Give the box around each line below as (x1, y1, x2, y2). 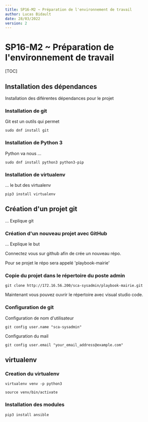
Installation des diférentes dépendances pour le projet (5, 96, 114, 101)
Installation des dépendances (5, 82, 97, 91)
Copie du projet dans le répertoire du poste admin (5, 272, 126, 279)
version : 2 (5, 20, 27, 26)
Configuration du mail (5, 333, 49, 339)
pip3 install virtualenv (5, 191, 56, 197)
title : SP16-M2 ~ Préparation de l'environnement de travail (5, 7, 132, 12)
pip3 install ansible (5, 412, 49, 417)
